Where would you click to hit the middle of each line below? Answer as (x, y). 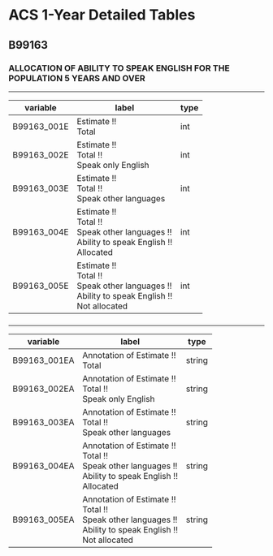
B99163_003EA (43, 422)
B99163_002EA (43, 389)
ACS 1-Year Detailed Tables (102, 15)
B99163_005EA (43, 519)
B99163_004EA (43, 466)
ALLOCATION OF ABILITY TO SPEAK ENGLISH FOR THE (119, 68)
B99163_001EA (43, 360)
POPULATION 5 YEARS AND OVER (77, 78)
